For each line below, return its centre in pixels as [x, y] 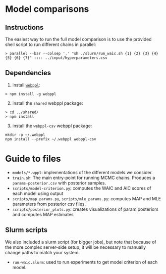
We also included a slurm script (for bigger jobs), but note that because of [81, 242]
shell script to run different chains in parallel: [51, 45]
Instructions [24, 27]
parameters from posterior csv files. [49, 204]
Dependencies [28, 73]
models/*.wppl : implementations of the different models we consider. [82, 172]
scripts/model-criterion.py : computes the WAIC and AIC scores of [82, 188]
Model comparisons [47, 9]
